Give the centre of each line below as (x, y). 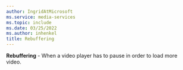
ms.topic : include (29, 22)
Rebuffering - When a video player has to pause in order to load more (92, 56)
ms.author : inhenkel (32, 34)
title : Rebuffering (30, 39)
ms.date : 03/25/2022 (32, 28)
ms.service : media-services (41, 17)
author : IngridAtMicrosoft (40, 11)
